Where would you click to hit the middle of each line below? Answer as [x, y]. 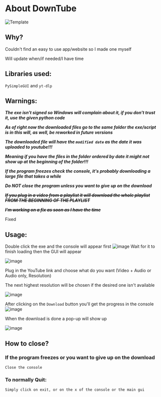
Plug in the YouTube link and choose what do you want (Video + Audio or [78, 271]
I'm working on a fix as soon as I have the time [53, 210]
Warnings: [21, 101]
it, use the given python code [35, 118]
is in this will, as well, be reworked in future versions [59, 133]
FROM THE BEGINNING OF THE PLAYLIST [48, 200]
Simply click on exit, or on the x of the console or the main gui [75, 390]
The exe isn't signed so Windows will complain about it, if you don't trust [80, 113]
